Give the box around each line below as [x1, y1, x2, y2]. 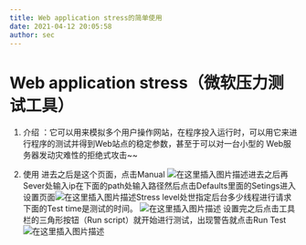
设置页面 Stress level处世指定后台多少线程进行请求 [22, 192, 292, 203]
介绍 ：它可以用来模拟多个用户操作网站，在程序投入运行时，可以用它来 [22, 127, 290, 138]
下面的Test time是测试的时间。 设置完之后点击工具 [22, 203, 296, 214]
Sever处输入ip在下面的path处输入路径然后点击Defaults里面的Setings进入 [22, 180, 297, 191]
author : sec [9, 30, 55, 39]
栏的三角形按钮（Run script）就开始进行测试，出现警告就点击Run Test [22, 215, 287, 226]
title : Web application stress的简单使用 [9, 13, 163, 23]
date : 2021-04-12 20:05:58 [9, 22, 112, 31]
